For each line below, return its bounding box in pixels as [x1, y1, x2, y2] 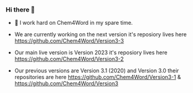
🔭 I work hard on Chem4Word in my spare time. [14, 19, 133, 27]
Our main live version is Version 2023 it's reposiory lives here [14, 49, 168, 56]
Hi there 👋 [5, 5, 36, 14]
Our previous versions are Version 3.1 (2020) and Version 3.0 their [14, 67, 179, 74]
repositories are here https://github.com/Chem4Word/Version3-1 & [14, 74, 182, 81]
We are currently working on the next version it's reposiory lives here [14, 31, 187, 38]
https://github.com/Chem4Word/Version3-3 [14, 37, 125, 45]
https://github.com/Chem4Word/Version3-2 [14, 56, 124, 63]
